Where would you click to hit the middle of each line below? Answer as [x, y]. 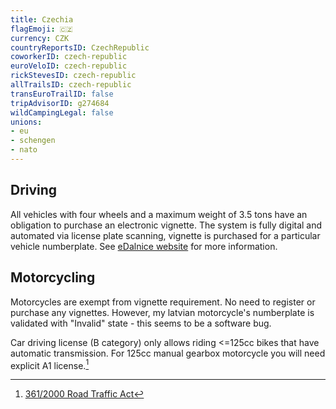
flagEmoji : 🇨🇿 [41, 29]
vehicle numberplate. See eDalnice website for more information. [144, 246]
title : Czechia [42, 19]
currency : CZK [40, 38]
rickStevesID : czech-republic [73, 76]
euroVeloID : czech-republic [69, 66]
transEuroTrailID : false [62, 94]
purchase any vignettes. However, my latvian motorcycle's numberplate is [162, 312]
